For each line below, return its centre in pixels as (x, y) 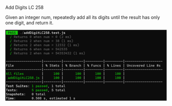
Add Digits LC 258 (25, 7)
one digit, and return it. (29, 23)
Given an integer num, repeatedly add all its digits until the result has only (83, 17)
